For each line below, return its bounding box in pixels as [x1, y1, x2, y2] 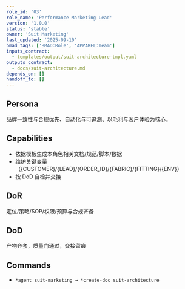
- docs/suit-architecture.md [12, 65, 86, 71]
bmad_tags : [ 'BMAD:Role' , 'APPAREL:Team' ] [6, 43, 115, 49]
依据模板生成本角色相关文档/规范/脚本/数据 [15, 150, 123, 157]
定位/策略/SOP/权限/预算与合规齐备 [6, 207, 94, 215]
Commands [6, 260, 52, 270]
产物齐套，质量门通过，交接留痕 [6, 242, 86, 250]
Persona [6, 99, 39, 109]
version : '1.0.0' [6, 20, 50, 26]
